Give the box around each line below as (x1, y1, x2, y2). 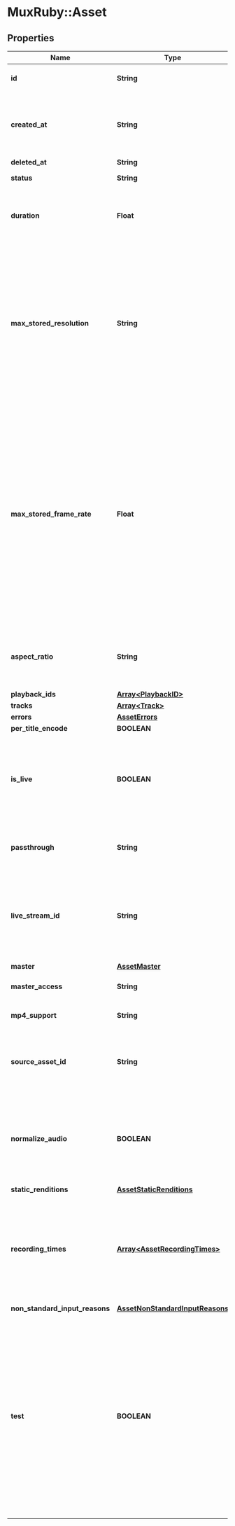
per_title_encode (10, 724, 68, 733)
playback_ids (10, 689, 56, 699)
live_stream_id (10, 911, 60, 920)
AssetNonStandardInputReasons (116, 1303, 229, 1313)
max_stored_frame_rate (10, 509, 92, 519)
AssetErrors (116, 712, 158, 722)
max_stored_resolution (10, 318, 90, 328)
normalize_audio (10, 1134, 68, 1143)
